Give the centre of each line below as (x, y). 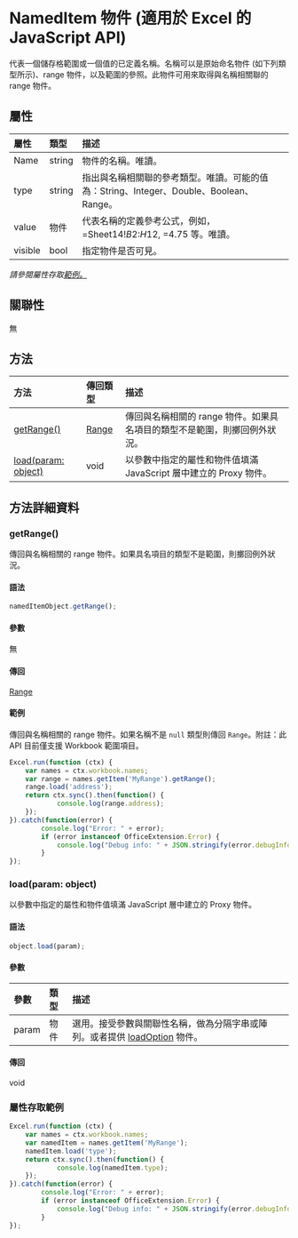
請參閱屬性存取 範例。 (48, 274)
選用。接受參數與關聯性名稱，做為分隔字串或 (165, 1023)
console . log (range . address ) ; (110, 804)
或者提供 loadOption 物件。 (146, 1036)
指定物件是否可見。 (122, 251)
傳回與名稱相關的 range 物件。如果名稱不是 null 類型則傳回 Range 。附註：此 (148, 734)
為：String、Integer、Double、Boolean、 (168, 190)
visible (27, 250)
